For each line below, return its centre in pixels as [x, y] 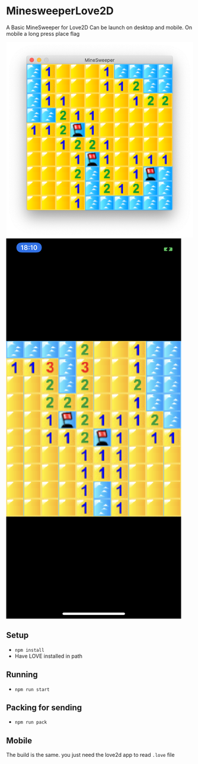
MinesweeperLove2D [60, 11]
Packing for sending [44, 708]
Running [22, 675]
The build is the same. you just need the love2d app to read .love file [90, 755]
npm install [29, 650]
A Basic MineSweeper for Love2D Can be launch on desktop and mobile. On [99, 27]
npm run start [32, 689]
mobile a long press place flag [43, 33]
